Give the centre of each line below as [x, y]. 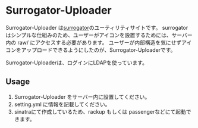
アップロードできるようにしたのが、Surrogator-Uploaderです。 [98, 50]
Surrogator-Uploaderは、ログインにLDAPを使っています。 [77, 63]
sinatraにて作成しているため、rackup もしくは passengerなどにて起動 [100, 111]
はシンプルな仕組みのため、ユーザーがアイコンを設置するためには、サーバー [99, 35]
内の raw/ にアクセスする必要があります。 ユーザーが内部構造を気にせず [94, 42]
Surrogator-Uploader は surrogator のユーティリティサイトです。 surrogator [97, 27]
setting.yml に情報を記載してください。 [62, 104]
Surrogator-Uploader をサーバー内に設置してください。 [82, 96]
